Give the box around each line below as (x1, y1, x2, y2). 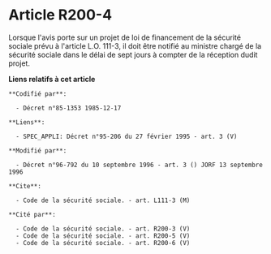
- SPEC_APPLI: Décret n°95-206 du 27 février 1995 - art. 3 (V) (15, 132, 238, 140)
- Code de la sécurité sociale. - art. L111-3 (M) (15, 196, 191, 204)
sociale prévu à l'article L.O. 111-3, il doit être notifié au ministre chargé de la (8, 41, 262, 50)
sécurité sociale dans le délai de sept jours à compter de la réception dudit (8, 50, 258, 59)
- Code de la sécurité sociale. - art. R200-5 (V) (15, 231, 191, 240)
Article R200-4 (8, 6, 112, 24)
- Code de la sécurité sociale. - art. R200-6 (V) (15, 239, 191, 247)
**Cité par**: (8, 210, 57, 218)
